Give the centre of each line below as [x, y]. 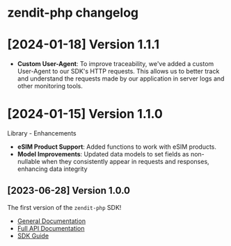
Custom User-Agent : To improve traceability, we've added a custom [115, 64]
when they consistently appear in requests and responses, [126, 162]
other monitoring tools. [50, 86]
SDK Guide [33, 236]
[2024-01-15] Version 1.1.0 [85, 114]
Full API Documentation [51, 228]
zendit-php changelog [73, 13]
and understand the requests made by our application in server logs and [121, 79]
